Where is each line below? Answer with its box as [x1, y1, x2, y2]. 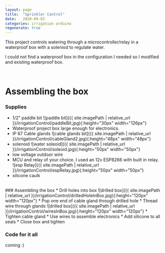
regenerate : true [5, 26, 41, 31]
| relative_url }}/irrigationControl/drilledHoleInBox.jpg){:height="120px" [5, 192, 148, 198]
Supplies [5, 104, 27, 110]
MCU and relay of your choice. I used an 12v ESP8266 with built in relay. [12, 156, 159, 163]
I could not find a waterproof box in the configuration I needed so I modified [5, 54, 159, 60]
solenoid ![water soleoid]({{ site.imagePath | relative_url [12, 141, 126, 147]
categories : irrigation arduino [5, 21, 71, 26]
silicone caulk [12, 172, 40, 178]
